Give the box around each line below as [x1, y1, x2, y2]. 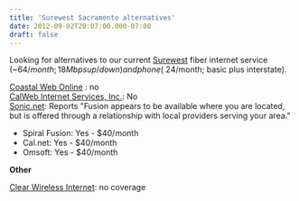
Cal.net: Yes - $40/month [22, 137, 117, 149]
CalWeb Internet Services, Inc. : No [9, 91, 138, 102]
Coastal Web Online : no [9, 82, 99, 93]
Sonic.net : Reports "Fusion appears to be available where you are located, [9, 101, 285, 112]
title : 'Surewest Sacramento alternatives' [9, 13, 176, 23]
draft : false [9, 30, 59, 39]
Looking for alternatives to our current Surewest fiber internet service [9, 55, 268, 66]
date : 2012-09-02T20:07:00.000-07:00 [9, 22, 152, 31]
